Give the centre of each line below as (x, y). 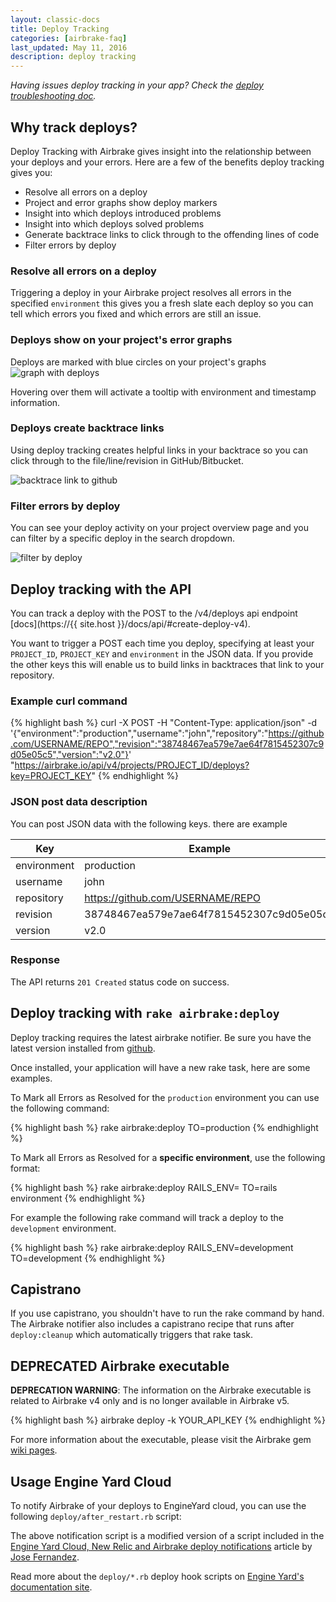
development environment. (63, 1228)
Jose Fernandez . (45, 1557)
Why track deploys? (74, 127)
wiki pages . (34, 1450)
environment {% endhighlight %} (78, 1198)
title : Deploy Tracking (60, 29)
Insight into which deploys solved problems (114, 223)
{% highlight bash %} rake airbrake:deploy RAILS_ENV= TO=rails (144, 1187)
